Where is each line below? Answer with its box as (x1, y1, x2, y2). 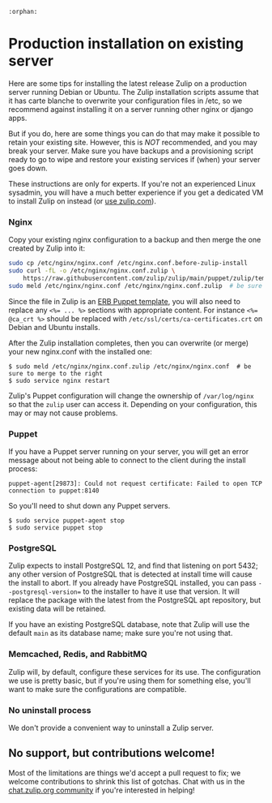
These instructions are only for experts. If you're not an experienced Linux (8, 178, 257, 188)
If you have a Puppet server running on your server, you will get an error (8, 447, 249, 457)
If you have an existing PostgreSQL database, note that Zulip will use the (8, 620, 250, 629)
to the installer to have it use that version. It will (83, 586, 240, 596)
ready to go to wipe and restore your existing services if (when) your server (8, 154, 261, 164)
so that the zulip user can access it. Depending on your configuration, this (8, 399, 257, 409)
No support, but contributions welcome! (8, 746, 215, 760)
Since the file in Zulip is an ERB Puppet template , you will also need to (8, 296, 241, 306)
